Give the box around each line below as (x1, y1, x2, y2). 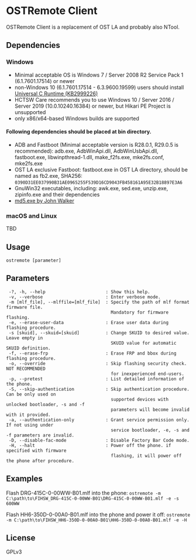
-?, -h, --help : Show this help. (8, 288, 150, 295)
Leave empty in (6, 335, 43, 341)
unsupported (14, 108, 46, 115)
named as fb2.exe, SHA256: (14, 172, 83, 179)
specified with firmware (6, 448, 67, 454)
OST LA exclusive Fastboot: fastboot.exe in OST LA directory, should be (14, 166, 188, 173)
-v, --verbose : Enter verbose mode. (8, 294, 161, 300)
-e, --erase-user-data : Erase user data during (8, 319, 169, 325)
